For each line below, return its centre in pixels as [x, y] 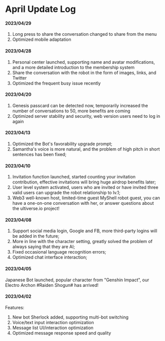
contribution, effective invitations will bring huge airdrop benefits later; [84, 182]
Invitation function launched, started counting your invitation [74, 177]
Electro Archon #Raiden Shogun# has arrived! [52, 285]
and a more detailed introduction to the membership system [73, 67]
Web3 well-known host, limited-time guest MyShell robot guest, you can [86, 198]
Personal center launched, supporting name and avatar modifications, [83, 62]
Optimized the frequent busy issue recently [56, 83]
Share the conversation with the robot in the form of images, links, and [84, 73]
